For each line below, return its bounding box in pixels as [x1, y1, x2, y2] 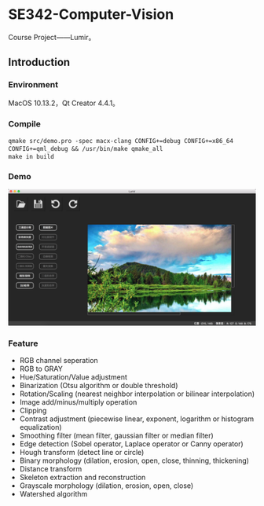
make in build [8, 152, 55, 160]
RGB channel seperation [19, 356, 98, 365]
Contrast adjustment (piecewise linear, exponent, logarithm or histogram [19, 414, 254, 423]
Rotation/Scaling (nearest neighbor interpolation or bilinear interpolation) [19, 389, 255, 398]
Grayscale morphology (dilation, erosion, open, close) [19, 481, 194, 490]
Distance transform [19, 464, 82, 474]
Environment [8, 79, 59, 90]
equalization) [19, 423, 62, 432]
